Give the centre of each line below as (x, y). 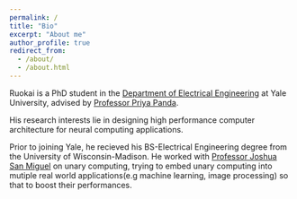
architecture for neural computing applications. (96, 129)
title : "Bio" (34, 26)
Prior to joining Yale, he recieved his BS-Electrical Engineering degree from (148, 147)
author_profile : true (50, 43)
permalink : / (34, 17)
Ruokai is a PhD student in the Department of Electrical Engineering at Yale (148, 93)
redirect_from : (38, 51)
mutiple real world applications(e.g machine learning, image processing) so (149, 175)
